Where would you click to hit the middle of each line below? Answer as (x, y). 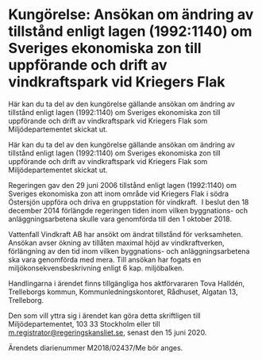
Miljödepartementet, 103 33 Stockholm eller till (84, 324)
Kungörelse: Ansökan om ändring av (131, 15)
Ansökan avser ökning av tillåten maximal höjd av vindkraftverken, (116, 243)
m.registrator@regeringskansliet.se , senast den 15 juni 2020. (108, 332)
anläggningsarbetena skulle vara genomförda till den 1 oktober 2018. (120, 219)
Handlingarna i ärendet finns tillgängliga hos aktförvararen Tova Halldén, (127, 283)
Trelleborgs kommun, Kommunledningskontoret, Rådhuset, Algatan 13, (123, 292)
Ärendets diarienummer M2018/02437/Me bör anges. (96, 347)
